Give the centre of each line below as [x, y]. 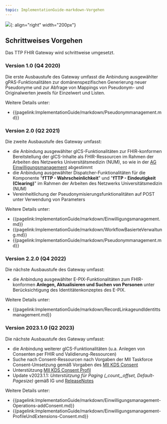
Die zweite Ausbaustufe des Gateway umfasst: [54, 142]
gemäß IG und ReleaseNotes [64, 381]
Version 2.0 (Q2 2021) [33, 130]
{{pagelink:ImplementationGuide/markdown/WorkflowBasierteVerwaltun [87, 230]
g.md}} [20, 235]
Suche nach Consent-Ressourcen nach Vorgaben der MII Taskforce [82, 359]
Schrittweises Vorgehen [44, 41]
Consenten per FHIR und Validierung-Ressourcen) [64, 354]
